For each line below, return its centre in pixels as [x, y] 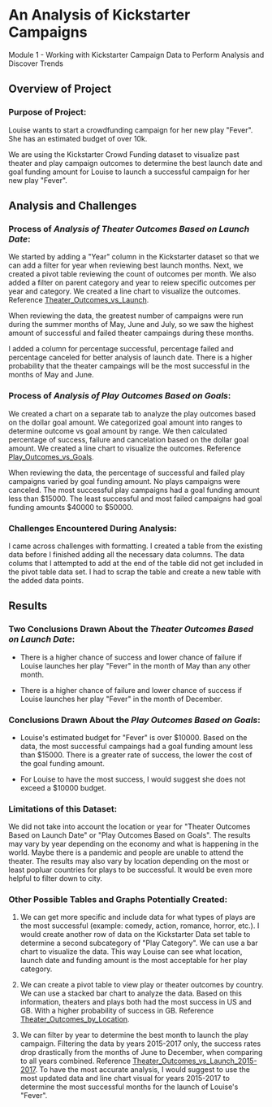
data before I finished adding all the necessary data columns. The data [127, 554]
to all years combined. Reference [76, 1061]
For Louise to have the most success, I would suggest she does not [133, 779]
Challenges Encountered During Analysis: [93, 528]
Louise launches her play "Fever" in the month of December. [121, 699]
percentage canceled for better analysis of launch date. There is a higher [131, 357]
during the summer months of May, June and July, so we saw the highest [131, 325]
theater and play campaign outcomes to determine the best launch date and [136, 163]
